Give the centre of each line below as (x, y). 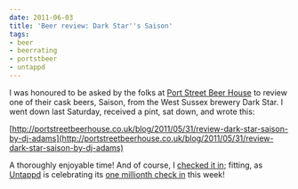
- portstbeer (33, 59)
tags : (19, 34)
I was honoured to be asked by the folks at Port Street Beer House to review (148, 92)
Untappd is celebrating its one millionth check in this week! (117, 174)
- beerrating (33, 51)
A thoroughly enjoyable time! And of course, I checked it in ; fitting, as (136, 165)
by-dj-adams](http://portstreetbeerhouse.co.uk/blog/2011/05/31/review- (141, 138)
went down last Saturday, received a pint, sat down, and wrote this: (132, 111)
